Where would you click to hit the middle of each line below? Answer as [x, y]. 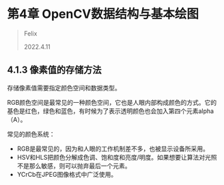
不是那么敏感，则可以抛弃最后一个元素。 [74, 166]
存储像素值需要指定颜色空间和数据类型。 [64, 88]
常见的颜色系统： [31, 134]
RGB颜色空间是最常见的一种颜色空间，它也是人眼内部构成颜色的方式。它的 [112, 102]
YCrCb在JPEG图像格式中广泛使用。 [67, 174]
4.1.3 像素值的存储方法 [54, 70]
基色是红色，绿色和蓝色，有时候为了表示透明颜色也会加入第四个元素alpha [110, 111]
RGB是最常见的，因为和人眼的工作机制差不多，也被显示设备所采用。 [113, 149]
